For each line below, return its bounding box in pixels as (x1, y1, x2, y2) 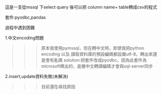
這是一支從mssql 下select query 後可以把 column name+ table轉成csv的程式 (5, 4, 157, 10)
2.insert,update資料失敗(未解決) (5, 74, 68, 79)
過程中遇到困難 (5, 25, 35, 30)
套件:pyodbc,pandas (5, 14, 46, 20)
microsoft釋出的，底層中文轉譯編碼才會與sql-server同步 (41, 63, 153, 69)
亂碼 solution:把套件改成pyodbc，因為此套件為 (54, 57, 147, 63)
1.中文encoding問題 (5, 35, 44, 40)
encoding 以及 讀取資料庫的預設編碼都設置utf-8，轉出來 (41, 51, 153, 57)
